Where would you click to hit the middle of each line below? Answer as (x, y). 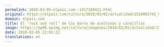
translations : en (23, 37)
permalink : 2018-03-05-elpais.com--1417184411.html (59, 10)
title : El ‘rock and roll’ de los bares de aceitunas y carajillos (75, 23)
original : (15, 14)
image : (12, 28)
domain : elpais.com (25, 19)
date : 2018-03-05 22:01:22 (32, 32)
